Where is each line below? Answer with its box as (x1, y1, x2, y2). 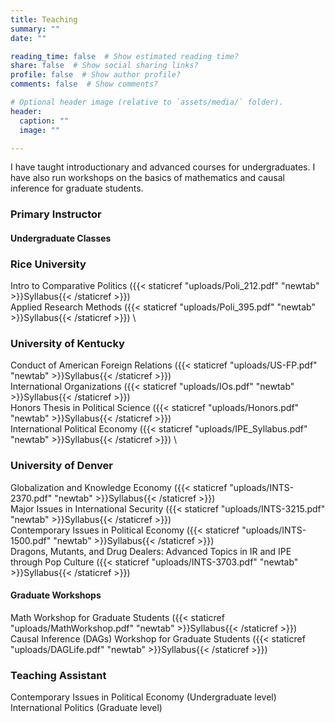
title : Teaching (10, 14, 78, 25)
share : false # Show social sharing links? (10, 61, 199, 71)
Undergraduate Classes (10, 232, 112, 244)
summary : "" (10, 24, 60, 34)
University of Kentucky (10, 337, 125, 351)
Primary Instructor (10, 207, 102, 221)
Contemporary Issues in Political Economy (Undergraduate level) (10, 691, 277, 703)
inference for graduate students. (10, 182, 144, 195)
